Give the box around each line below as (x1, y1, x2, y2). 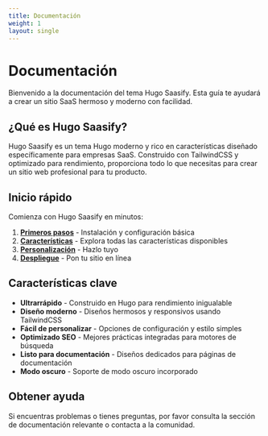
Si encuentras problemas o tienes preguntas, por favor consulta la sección (8, 411, 256, 421)
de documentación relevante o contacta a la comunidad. (8, 420, 196, 430)
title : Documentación (8, 11, 81, 20)
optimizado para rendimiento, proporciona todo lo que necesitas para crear (8, 159, 258, 168)
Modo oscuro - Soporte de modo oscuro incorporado (19, 366, 199, 376)
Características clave (8, 276, 118, 290)
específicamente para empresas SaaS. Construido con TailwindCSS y (8, 150, 239, 160)
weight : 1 (8, 19, 42, 27)
